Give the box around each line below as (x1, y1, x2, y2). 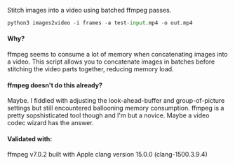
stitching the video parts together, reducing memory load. (7, 65, 174, 73)
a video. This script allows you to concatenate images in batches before (7, 57, 215, 66)
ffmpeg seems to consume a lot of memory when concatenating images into (7, 50, 228, 59)
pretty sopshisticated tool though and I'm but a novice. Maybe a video (7, 111, 210, 120)
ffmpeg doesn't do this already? (7, 80, 103, 89)
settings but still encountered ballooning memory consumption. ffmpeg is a (7, 104, 224, 113)
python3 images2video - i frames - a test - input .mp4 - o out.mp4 (7, 20, 193, 27)
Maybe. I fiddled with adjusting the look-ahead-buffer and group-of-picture (7, 96, 225, 105)
